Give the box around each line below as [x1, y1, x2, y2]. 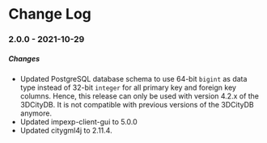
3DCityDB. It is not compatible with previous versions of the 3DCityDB [19, 100, 254, 110]
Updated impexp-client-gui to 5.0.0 [19, 117, 138, 127]
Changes [8, 53, 40, 63]
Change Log [8, 5, 91, 23]
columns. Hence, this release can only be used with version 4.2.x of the [19, 91, 260, 101]
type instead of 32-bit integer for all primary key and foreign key [19, 82, 237, 93]
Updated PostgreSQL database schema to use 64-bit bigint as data [19, 74, 248, 84]
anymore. [19, 108, 53, 118]
